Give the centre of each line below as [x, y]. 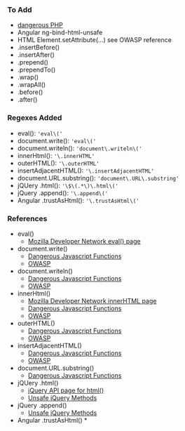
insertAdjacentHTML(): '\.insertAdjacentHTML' [86, 171]
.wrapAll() [32, 85]
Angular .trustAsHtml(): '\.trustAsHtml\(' [78, 200]
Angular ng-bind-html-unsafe [60, 32]
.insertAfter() [36, 55]
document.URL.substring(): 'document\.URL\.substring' [98, 178]
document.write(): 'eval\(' [57, 140]
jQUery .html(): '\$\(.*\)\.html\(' [68, 185]
